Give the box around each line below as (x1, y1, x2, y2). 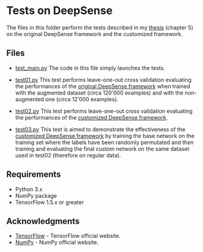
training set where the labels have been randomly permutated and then (15, 139, 194, 146)
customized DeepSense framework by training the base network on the (15, 132, 195, 139)
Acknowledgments (6, 216, 80, 226)
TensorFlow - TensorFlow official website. (15, 232, 121, 240)
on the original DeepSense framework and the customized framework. (6, 30, 183, 37)
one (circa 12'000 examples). (45, 95, 119, 103)
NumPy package (15, 192, 57, 199)
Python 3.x (15, 185, 43, 193)
